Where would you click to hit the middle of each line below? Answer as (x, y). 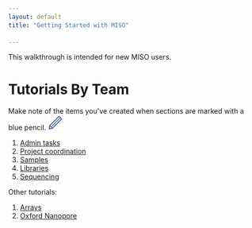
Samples (34, 160)
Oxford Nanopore (48, 216)
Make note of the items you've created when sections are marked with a (126, 111)
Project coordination (53, 152)
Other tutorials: (33, 192)
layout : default (35, 17)
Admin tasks (40, 143)
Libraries (34, 168)
